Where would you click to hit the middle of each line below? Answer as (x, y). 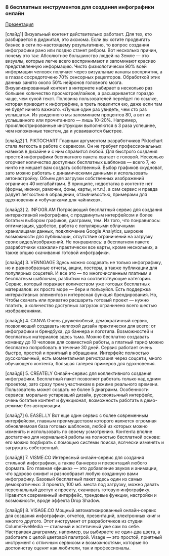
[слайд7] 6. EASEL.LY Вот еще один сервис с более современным (77, 415)
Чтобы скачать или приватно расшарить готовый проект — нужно (77, 300)
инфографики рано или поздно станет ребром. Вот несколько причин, (81, 50)
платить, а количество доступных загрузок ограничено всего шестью (81, 306)
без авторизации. (43, 406)
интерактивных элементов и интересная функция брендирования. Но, (81, 295)
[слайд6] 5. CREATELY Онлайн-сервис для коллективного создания (78, 373)
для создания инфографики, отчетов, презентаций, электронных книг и (83, 516)
